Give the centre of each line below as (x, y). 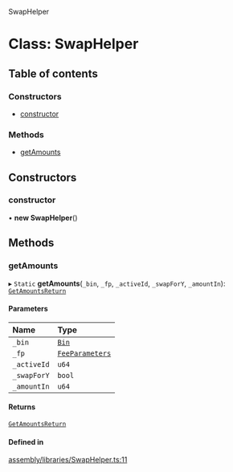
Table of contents (53, 73)
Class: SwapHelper (74, 44)
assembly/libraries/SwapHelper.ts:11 (68, 460)
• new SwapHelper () (43, 218)
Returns (22, 407)
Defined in (26, 441)
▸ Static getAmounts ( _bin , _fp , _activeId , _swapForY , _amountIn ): (117, 283)
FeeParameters (84, 353)
